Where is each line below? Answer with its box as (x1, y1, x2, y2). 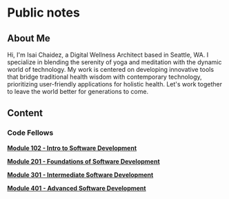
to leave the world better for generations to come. (7, 88, 149, 95)
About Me (7, 32, 50, 44)
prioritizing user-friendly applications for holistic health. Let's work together (7, 80, 223, 88)
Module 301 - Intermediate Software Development (7, 171, 154, 179)
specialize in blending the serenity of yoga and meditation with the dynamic (7, 58, 222, 66)
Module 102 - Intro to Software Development (7, 144, 137, 152)
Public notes (7, 5, 81, 21)
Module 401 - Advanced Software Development (7, 184, 146, 192)
